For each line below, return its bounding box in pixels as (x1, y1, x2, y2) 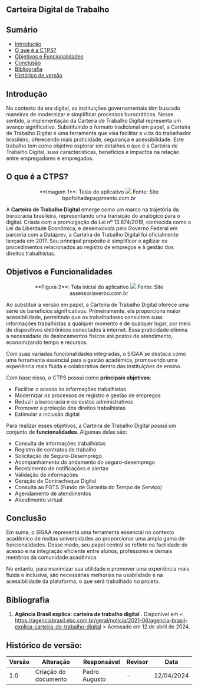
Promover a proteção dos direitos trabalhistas (14, 404, 126, 411)
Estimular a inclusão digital (14, 410, 80, 418)
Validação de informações (14, 471, 78, 478)
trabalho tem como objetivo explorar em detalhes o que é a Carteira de (6, 142, 179, 149)
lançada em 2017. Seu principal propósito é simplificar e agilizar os (6, 237, 168, 244)
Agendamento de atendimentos (14, 490, 91, 497)
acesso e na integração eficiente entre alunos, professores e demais (6, 548, 173, 555)
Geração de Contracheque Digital (14, 477, 96, 484)
